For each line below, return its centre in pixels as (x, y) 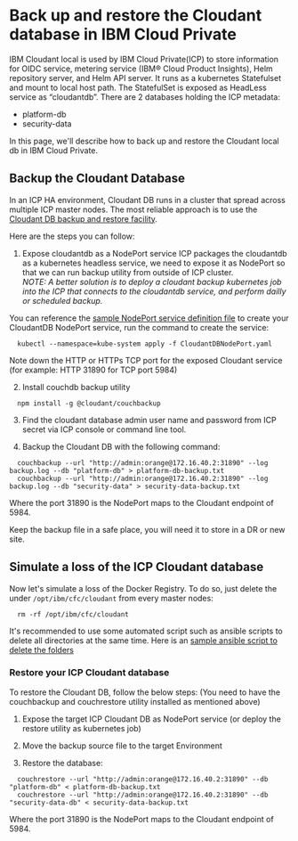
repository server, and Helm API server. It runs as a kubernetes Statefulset (145, 78)
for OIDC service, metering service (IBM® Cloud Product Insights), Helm (141, 69)
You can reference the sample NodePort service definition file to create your (149, 318)
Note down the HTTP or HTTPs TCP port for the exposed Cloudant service (146, 360)
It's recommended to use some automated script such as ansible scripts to (146, 631)
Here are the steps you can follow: (72, 236)
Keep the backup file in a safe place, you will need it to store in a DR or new (147, 529)
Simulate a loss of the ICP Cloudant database (137, 567)
